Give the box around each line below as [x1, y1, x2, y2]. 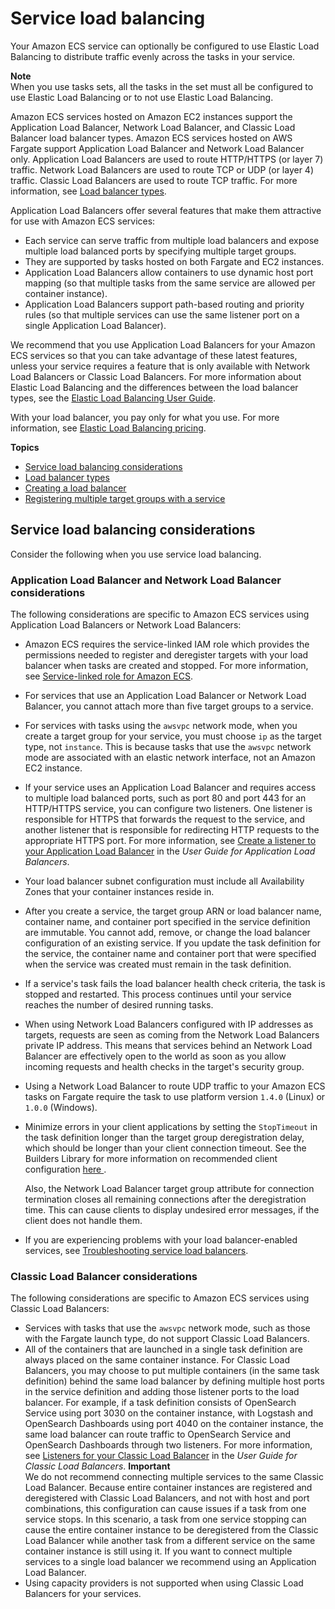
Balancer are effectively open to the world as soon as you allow [24, 1050, 287, 1062]
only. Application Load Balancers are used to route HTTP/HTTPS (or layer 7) [10, 153, 324, 165]
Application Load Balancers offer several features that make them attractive [10, 204, 322, 216]
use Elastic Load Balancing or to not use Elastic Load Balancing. [10, 91, 274, 103]
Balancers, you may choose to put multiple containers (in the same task [24, 1365, 320, 1377]
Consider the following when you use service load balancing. [10, 548, 262, 560]
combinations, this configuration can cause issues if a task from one [24, 1503, 307, 1515]
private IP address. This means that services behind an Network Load [24, 1040, 313, 1052]
